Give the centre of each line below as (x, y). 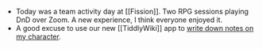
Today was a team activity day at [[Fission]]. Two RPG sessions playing (132, 11)
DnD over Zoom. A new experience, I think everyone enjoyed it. (119, 20)
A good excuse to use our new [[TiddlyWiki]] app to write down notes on (135, 28)
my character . (38, 36)
